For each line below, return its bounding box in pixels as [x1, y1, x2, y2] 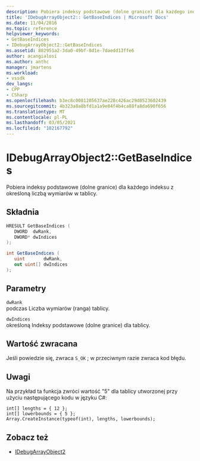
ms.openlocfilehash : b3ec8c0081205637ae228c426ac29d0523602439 [6, 97, 167, 103]
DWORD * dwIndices [14, 234, 58, 240]
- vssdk [6, 75, 26, 81]
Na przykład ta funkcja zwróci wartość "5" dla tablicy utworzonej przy [6, 388, 178, 395]
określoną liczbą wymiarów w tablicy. [6, 189, 98, 197]
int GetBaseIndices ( [6, 250, 60, 257]
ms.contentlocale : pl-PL [6, 114, 68, 120]
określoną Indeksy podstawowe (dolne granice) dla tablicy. [6, 321, 151, 328]
